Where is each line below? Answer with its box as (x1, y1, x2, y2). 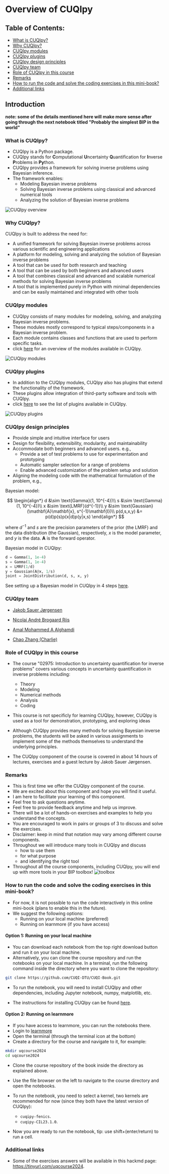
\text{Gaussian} (121, 503, 153, 509)
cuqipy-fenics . (20, 1113, 51, 1119)
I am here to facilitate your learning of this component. (12, 794, 126, 800)
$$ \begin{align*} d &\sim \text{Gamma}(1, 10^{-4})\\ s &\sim (7, 498, 133, 504)
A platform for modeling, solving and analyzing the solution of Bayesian (12, 252, 161, 258)
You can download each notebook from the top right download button (12, 944, 158, 950)
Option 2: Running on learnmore (5, 1011, 74, 1017)
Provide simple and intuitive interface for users (12, 435, 110, 441)
